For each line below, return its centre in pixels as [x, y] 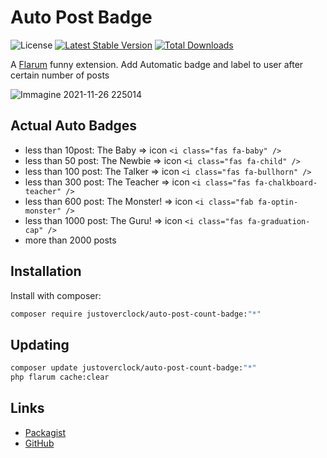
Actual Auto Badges [74, 126]
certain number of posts [60, 75]
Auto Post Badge [81, 17]
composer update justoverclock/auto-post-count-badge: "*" [133, 368]
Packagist [45, 432]
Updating [40, 344]
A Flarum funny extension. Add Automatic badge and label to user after [157, 64]
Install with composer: [56, 295]
